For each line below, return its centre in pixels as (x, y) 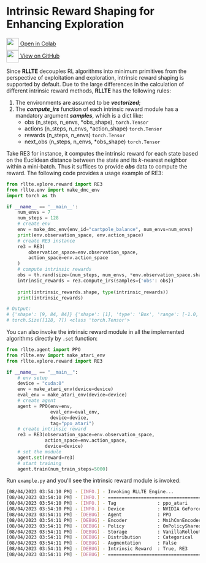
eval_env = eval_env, (75, 412)
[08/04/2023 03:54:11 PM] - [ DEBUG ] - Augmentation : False (91, 543)
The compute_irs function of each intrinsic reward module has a (97, 109)
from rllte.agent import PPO (44, 350)
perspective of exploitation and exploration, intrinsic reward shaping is (95, 77)
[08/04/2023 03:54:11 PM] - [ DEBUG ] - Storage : (83, 532)
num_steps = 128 (38, 218)
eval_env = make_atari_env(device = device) (72, 395)
